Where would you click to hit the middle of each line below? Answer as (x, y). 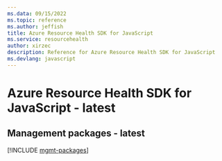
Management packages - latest (76, 134)
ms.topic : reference (37, 20)
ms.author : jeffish (35, 26)
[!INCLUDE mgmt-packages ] (48, 150)
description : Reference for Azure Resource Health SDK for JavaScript (111, 53)
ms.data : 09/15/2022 (37, 14)
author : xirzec (29, 46)
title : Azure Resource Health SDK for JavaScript (80, 33)
